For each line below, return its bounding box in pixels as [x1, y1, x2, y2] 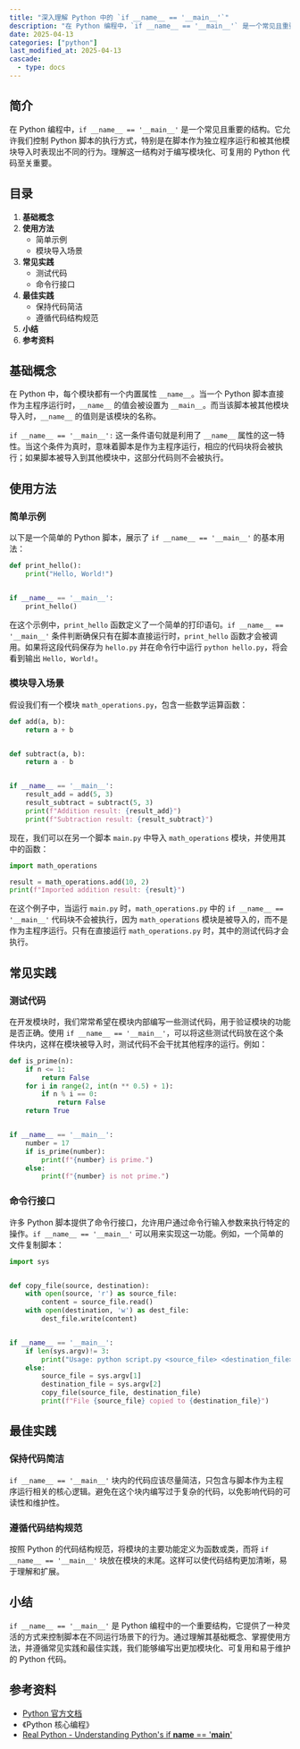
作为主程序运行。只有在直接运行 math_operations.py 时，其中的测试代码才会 [9, 925, 289, 936]
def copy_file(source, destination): [9, 1281, 150, 1290]
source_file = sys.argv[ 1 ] [41, 1371, 142, 1380]
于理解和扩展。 [9, 1566, 64, 1576]
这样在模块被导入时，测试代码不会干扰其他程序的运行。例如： [39, 1039, 268, 1049]
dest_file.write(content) [41, 1314, 138, 1324]
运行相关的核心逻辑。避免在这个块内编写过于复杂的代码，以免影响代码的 [16, 1486, 283, 1497]
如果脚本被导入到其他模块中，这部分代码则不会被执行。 [24, 453, 229, 463]
